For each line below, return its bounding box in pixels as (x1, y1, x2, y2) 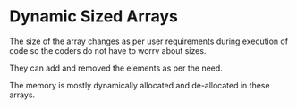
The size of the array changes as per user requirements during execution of (9, 36, 289, 46)
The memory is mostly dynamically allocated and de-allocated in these (9, 80, 270, 90)
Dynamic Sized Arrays (9, 6, 179, 27)
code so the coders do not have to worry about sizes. (9, 45, 207, 55)
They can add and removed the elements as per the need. (9, 63, 224, 73)
